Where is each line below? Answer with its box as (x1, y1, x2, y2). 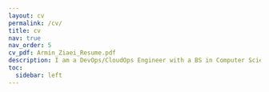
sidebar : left (15, 71, 62, 79)
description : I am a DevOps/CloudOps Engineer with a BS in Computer (8, 57, 246, 65)
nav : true (8, 34, 42, 42)
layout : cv (8, 11, 45, 20)
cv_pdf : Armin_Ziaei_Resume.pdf (8, 49, 116, 57)
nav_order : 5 (8, 42, 52, 50)
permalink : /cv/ (8, 19, 62, 27)
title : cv (8, 26, 42, 34)
